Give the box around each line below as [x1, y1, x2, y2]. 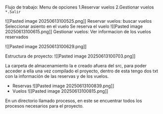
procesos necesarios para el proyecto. [5, 103, 84, 109]
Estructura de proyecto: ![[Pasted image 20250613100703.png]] [5, 53, 136, 59]
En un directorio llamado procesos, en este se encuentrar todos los [5, 98, 142, 104]
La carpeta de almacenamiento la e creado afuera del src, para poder [5, 63, 147, 68]
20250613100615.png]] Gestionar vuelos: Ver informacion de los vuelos [5, 29, 151, 34]
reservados [5, 34, 29, 40]
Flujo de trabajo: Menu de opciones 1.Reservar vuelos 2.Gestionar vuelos [5, 4, 155, 10]
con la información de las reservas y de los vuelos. [5, 73, 109, 79]
